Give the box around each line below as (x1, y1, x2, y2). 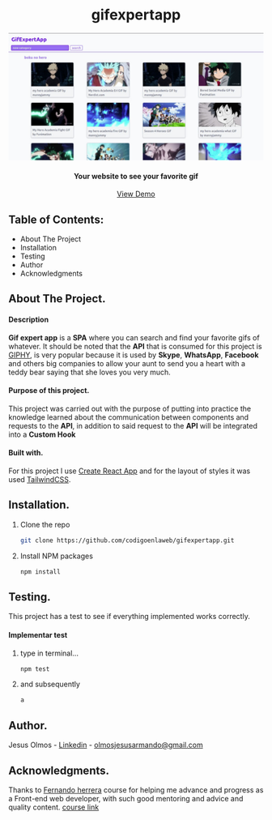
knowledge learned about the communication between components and (8, 412, 249, 422)
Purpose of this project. (8, 386, 90, 395)
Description (8, 314, 49, 324)
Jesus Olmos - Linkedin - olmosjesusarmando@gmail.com (8, 740, 204, 750)
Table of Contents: (8, 212, 104, 226)
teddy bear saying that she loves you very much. (8, 367, 172, 377)
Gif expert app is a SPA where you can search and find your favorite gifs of (8, 332, 261, 342)
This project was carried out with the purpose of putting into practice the (8, 404, 252, 413)
